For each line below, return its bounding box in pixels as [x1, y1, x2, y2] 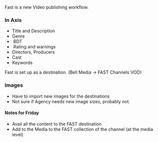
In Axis [4, 16, 22, 23]
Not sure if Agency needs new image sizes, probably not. [11, 98, 130, 104]
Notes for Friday [4, 110, 39, 116]
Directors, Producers [11, 49, 55, 55]
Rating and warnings [13, 44, 56, 50]
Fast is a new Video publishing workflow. [4, 4, 88, 10]
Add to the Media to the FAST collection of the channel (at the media [11, 126, 153, 132]
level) [11, 132, 23, 138]
